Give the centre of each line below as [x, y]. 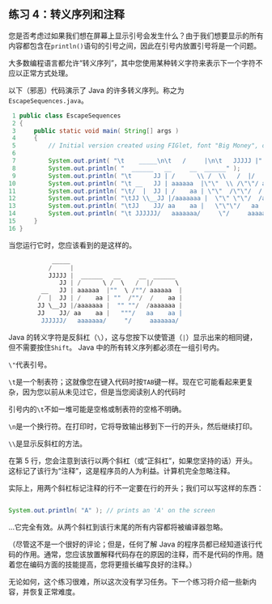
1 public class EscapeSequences [66, 116]
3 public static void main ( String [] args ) [96, 131]
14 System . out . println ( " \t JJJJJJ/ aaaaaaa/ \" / [119, 214]
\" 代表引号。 [30, 364]
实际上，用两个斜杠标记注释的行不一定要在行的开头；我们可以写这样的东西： [136, 487]
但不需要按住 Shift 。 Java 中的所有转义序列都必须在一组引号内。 [116, 347]
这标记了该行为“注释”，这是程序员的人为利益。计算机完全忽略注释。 [121, 470]
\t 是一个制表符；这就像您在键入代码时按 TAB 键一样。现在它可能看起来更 [127, 381]
